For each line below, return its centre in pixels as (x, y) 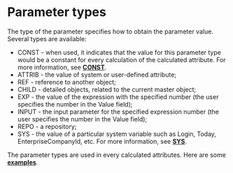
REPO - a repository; (47, 126)
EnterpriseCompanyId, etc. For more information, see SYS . (102, 141)
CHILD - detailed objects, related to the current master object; (107, 89)
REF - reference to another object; (67, 82)
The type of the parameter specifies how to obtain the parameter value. (110, 31)
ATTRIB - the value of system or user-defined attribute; (97, 75)
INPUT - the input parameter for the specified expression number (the (118, 112)
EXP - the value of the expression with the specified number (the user (118, 97)
